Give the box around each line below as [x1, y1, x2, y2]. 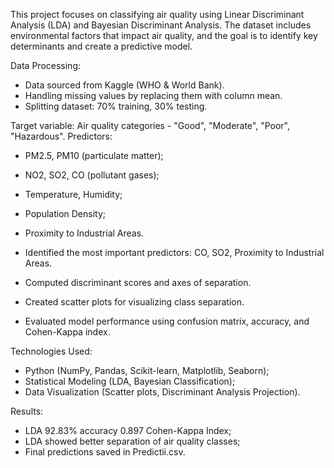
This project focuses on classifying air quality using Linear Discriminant [10, 9, 305, 20]
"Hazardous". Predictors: [10, 130, 113, 142]
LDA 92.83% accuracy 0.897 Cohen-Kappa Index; [24, 425, 232, 436]
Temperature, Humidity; [24, 189, 123, 200]
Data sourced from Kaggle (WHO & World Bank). [24, 79, 225, 91]
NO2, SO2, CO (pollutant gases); [24, 169, 160, 181]
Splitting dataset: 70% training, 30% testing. [24, 100, 208, 112]
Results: [10, 405, 44, 417]
